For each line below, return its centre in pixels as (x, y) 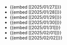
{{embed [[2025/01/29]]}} (35, 17)
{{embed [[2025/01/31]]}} (35, 28)
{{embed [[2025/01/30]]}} (35, 22)
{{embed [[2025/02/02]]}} (36, 38)
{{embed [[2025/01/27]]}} (35, 7)
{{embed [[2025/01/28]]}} (35, 12)
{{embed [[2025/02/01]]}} (35, 33)
